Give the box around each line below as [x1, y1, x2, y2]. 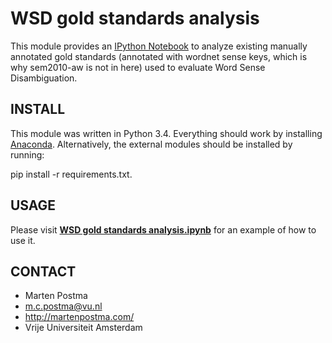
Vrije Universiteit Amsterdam [24, 322, 143, 334]
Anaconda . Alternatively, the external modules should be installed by [10, 138, 293, 150]
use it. [10, 234, 36, 246]
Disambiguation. [10, 72, 78, 84]
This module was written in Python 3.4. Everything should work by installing [10, 127, 323, 139]
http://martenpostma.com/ [24, 311, 135, 323]
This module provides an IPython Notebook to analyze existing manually [10, 40, 308, 52]
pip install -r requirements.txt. [10, 168, 133, 180]
